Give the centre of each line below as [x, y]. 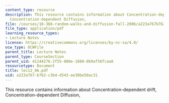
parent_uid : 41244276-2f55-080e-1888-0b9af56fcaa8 [59, 61]
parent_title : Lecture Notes [36, 52]
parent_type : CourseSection [35, 57]
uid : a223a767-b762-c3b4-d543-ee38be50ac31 [52, 75]
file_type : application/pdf [35, 29]
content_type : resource [30, 10]
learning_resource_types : [32, 33]
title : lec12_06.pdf [27, 71]
